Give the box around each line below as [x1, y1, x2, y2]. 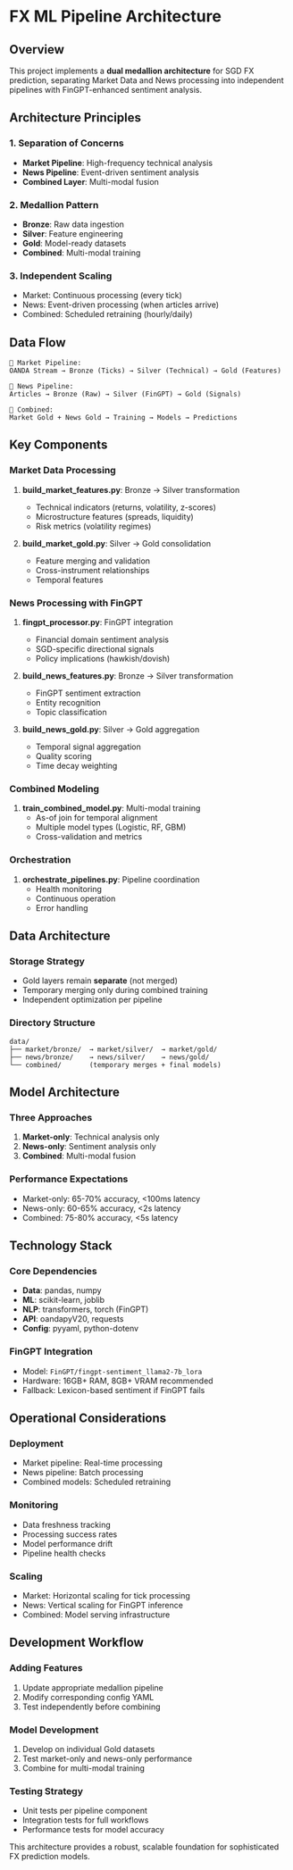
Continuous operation [35, 893, 116, 904]
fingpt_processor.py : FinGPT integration [21, 617, 173, 628]
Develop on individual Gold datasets [21, 1743, 155, 1754]
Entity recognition [35, 697, 101, 708]
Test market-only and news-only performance [21, 1753, 193, 1764]
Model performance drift [21, 1538, 113, 1549]
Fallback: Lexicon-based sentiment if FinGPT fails [21, 1384, 205, 1395]
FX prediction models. [9, 1851, 91, 1862]
